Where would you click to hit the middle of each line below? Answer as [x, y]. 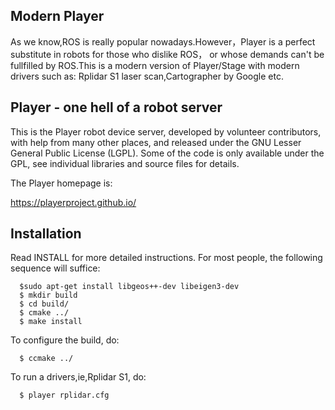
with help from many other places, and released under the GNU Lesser [156, 142]
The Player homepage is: [61, 183]
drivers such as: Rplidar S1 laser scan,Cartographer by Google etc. [147, 76]
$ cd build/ [44, 304]
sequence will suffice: [55, 268]
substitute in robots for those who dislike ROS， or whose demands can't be [167, 54]
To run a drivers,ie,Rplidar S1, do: [78, 377]
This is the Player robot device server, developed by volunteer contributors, [166, 131]
